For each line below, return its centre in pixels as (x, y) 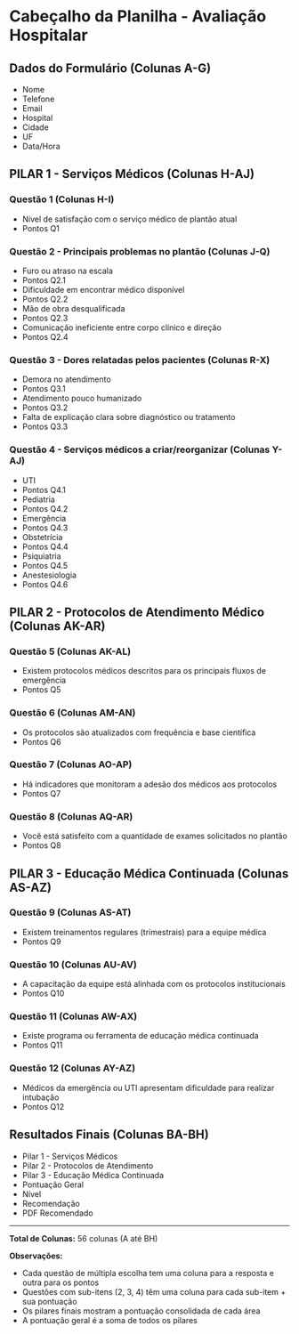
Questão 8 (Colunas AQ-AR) (71, 816)
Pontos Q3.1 (44, 389)
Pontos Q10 (43, 993)
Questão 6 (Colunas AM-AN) (73, 713)
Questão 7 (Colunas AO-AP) (71, 764)
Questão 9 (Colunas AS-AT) (70, 912)
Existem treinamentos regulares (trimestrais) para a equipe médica (144, 932)
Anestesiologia (49, 575)
